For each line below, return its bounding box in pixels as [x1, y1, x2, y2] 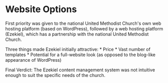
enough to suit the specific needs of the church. [5, 72, 106, 78]
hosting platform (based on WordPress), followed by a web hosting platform [5, 25, 163, 31]
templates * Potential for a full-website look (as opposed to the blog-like [5, 52, 156, 58]
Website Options [5, 4, 77, 15]
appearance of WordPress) [5, 57, 62, 63]
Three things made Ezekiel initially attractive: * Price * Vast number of [5, 46, 151, 52]
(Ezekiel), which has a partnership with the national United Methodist [5, 31, 149, 37]
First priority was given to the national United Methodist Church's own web [5, 20, 161, 26]
